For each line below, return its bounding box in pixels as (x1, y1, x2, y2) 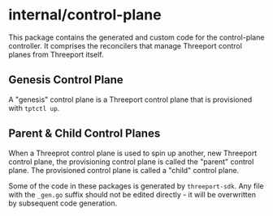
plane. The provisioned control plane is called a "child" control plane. (8, 165, 240, 175)
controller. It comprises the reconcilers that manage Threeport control (8, 40, 242, 50)
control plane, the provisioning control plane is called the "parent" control (8, 156, 254, 167)
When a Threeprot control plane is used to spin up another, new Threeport (8, 148, 258, 158)
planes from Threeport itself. (8, 49, 104, 59)
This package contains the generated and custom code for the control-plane (8, 32, 265, 42)
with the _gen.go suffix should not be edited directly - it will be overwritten (8, 189, 256, 199)
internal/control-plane (8, 6, 162, 24)
